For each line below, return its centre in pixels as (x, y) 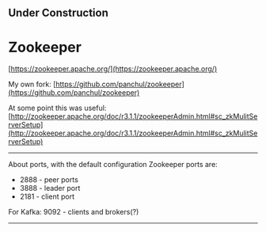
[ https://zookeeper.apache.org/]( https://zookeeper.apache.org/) (113, 69)
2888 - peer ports (49, 180)
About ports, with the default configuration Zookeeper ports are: (113, 165)
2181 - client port (47, 196)
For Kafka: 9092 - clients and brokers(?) (74, 212)
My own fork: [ (32, 84)
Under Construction (58, 13)
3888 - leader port (50, 188)
